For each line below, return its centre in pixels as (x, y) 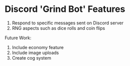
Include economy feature (38, 47)
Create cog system (31, 58)
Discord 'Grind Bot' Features (65, 9)
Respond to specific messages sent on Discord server (67, 23)
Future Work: (18, 38)
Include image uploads (35, 53)
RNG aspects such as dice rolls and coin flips (58, 28)
